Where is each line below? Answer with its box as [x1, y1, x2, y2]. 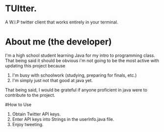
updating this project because [5, 63, 66, 68]
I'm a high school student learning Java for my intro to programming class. [5, 52, 155, 58]
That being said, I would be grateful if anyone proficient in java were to [5, 87, 148, 93]
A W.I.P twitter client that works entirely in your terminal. [5, 19, 118, 25]
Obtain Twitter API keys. [12, 111, 61, 117]
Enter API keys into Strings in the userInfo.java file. [12, 116, 114, 122]
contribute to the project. [5, 92, 55, 98]
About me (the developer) [5, 36, 112, 47]
